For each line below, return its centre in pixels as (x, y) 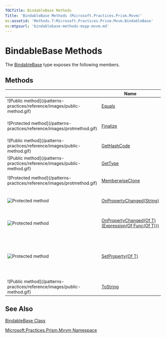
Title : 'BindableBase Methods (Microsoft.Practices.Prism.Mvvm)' (74, 16)
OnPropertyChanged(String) (130, 200)
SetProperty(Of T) (120, 256)
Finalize (109, 126)
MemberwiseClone (121, 181)
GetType (110, 163)
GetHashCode (116, 146)
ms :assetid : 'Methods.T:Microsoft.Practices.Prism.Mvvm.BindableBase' (79, 21)
